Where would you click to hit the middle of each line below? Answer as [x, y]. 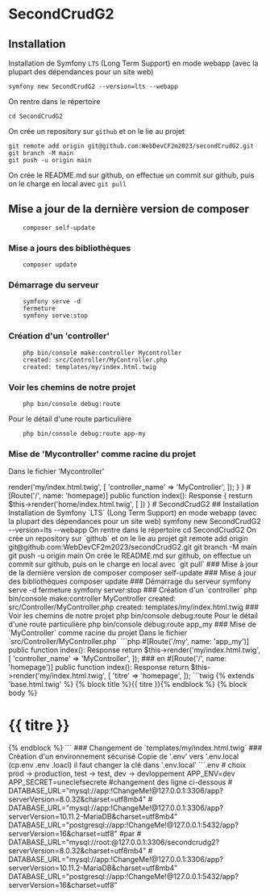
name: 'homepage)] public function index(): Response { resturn [148, 496]
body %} [23, 693]
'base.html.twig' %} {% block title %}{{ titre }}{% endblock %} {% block [128, 685]
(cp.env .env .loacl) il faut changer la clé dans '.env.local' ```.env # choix [127, 765]
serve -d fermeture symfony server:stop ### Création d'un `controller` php [133, 590]
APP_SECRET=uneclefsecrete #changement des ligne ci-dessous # [120, 782]
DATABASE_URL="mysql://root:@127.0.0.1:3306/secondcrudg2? [114, 842]
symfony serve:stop [56, 316]
